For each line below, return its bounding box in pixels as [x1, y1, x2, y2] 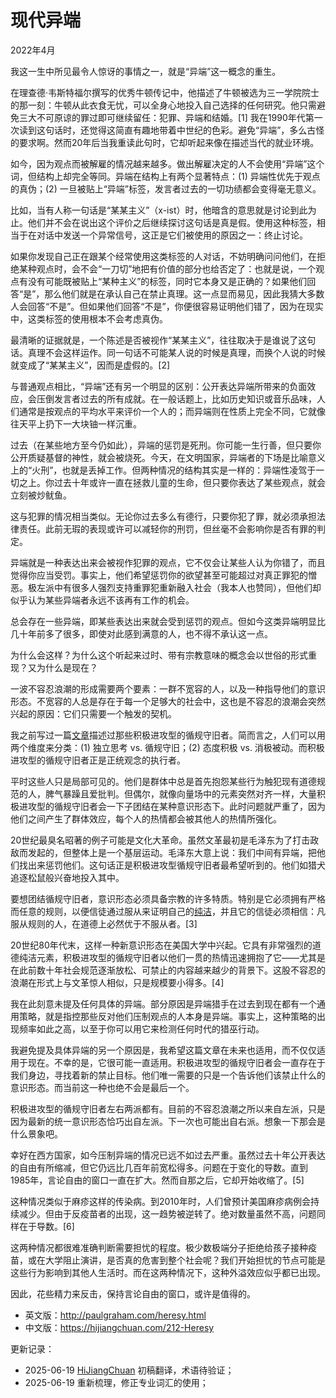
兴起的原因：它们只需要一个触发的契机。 [10, 707, 177, 720]
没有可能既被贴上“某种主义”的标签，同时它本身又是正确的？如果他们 [27, 275, 308, 287]
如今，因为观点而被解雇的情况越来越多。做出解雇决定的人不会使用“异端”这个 [10, 157, 325, 170]
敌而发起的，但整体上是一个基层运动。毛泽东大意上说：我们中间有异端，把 [10, 846, 317, 858]
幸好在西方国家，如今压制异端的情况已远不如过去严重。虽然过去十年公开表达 [10, 1149, 326, 1161]
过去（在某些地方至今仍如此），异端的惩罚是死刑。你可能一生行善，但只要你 [10, 439, 322, 451]
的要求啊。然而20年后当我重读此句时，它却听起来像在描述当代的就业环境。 [10, 136, 320, 148]
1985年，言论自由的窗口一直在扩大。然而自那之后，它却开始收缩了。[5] [10, 1174, 305, 1186]
